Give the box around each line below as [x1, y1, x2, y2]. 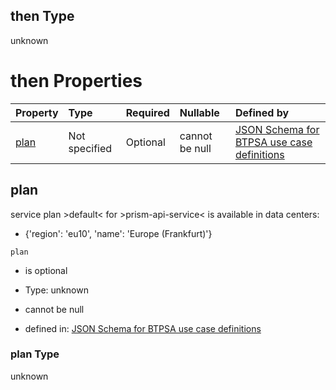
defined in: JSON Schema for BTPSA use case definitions [24, 322, 262, 334]
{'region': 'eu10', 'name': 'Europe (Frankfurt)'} [24, 227, 213, 239]
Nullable [179, 105, 220, 119]
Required [125, 105, 170, 119]
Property [15, 105, 59, 119]
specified [68, 141, 113, 155]
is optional [24, 264, 68, 276]
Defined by [234, 105, 290, 119]
